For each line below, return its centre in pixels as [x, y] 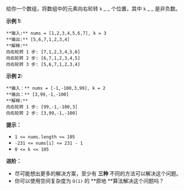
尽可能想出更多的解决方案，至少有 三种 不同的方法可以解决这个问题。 [98, 174]
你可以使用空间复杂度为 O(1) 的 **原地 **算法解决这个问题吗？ [89, 181]
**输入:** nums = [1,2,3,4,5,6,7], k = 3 [56, 33]
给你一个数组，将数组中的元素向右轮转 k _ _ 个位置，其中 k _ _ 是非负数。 [93, 9]
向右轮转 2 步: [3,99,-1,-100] [42, 113]
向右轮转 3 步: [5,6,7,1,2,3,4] [43, 65]
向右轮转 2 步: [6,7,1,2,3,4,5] [43, 58]
